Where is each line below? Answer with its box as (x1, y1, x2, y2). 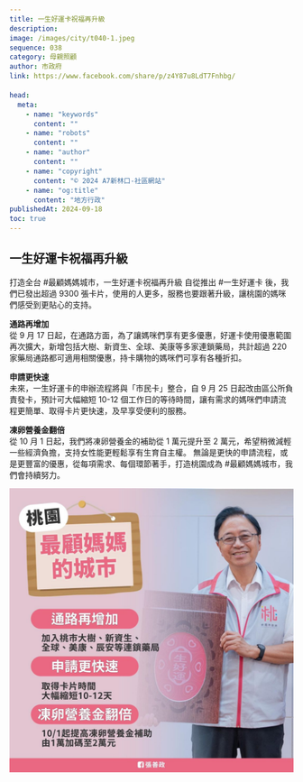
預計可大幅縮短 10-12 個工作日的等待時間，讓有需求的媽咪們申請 (40, 393, 280, 405)
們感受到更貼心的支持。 (9, 299, 96, 310)
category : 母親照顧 (9, 52, 78, 62)
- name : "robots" (25, 129, 91, 138)
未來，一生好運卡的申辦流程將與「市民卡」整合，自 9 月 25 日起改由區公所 (9, 382, 286, 393)
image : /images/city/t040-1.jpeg (9, 33, 135, 42)
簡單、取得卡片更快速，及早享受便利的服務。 (24, 405, 191, 416)
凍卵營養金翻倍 (9, 424, 65, 435)
